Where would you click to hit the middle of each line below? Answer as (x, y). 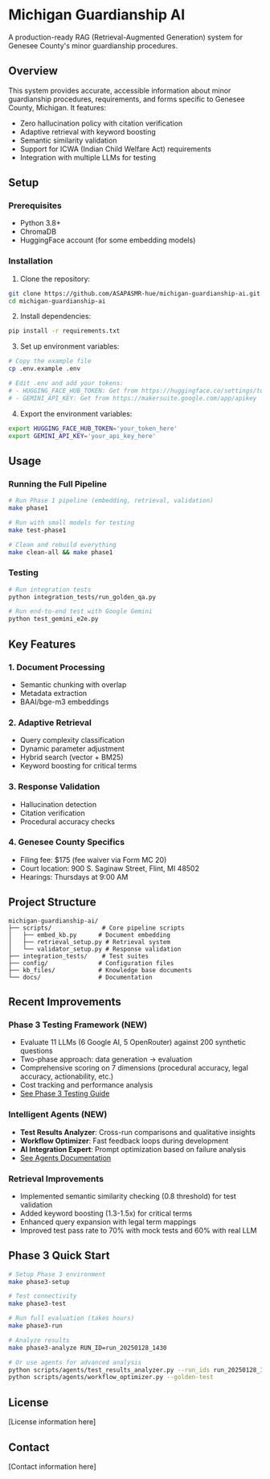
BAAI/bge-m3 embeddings (64, 702)
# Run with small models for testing (72, 522)
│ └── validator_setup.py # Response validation (95, 949)
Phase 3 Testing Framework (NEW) (78, 1025)
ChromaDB (38, 232)
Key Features (42, 644)
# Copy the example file (50, 361)
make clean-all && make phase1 (61, 552)
